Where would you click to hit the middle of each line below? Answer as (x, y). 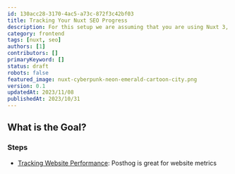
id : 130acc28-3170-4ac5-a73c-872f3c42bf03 (71, 14)
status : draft (28, 66)
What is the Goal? (47, 128)
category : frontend (36, 33)
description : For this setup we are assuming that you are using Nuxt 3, (118, 27)
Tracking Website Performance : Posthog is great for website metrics (117, 163)
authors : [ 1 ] (26, 46)
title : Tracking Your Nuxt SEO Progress (68, 20)
